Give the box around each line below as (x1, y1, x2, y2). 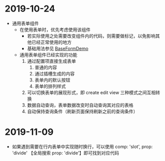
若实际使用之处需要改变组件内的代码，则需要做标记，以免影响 (27, 33, 156, 39)
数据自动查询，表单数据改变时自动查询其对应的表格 (27, 102, 134, 108)
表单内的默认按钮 (34, 76, 71, 83)
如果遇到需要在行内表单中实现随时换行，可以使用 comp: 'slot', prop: (12, 143, 153, 149)
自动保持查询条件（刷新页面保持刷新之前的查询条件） (27, 108, 138, 114)
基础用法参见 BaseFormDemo (27, 45, 89, 51)
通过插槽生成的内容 (34, 70, 75, 76)
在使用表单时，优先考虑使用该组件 (19, 26, 91, 33)
